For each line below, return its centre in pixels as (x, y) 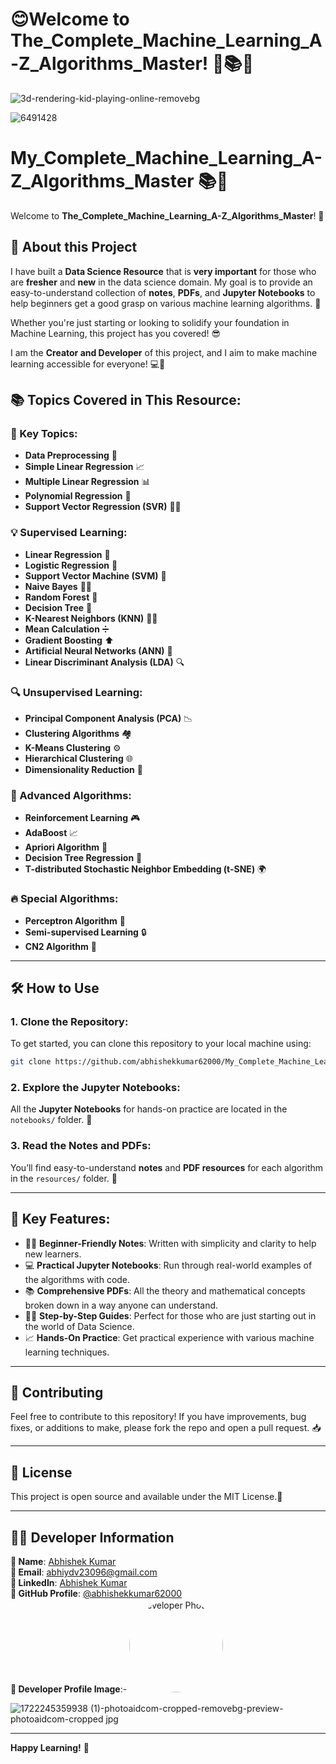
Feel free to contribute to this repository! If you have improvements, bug (158, 1417)
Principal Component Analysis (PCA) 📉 (108, 718)
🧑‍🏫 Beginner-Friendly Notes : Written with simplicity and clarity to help (170, 1243)
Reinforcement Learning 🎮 (82, 818)
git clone (31, 1062)
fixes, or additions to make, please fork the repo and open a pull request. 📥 (166, 1428)
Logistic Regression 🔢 (71, 565)
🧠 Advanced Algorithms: (71, 795)
